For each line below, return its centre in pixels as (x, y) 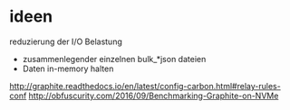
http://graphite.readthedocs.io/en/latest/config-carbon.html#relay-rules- (145, 86)
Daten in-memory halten (68, 69)
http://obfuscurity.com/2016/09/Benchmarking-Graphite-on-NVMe (154, 96)
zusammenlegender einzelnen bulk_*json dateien (114, 59)
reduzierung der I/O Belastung (66, 41)
